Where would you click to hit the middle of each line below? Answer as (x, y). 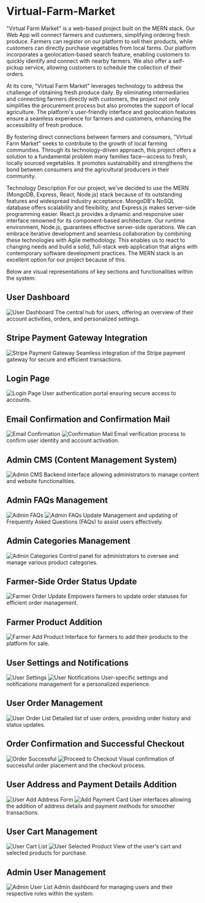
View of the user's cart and (147, 847)
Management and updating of (140, 515)
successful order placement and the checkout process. (76, 765)
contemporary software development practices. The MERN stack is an (95, 253)
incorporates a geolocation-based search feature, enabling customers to (98, 54)
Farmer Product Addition (54, 622)
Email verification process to (150, 434)
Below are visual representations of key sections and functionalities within (100, 271)
